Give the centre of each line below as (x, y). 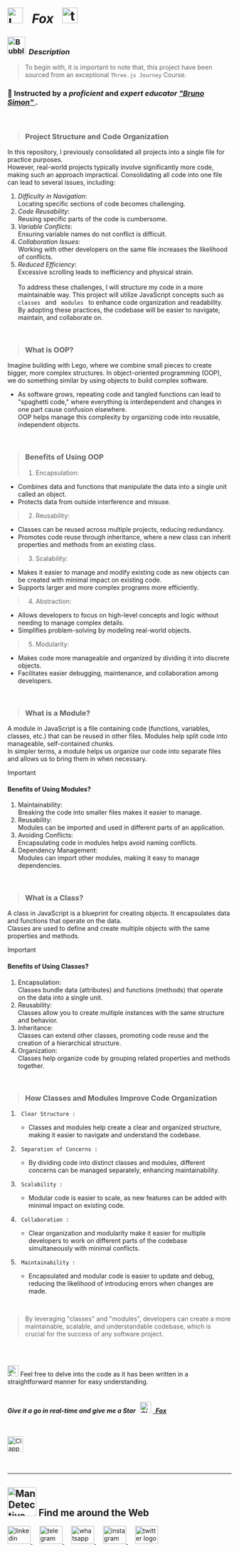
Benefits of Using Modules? (49, 789)
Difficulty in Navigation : (52, 196)
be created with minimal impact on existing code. (90, 580)
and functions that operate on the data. (65, 921)
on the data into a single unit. (60, 997)
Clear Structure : (48, 1114)
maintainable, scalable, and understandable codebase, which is (118, 1326)
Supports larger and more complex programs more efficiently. (108, 587)
